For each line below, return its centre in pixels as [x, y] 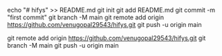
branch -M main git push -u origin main [63, 45]
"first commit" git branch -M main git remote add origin [86, 17]
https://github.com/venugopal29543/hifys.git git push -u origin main [104, 25]
